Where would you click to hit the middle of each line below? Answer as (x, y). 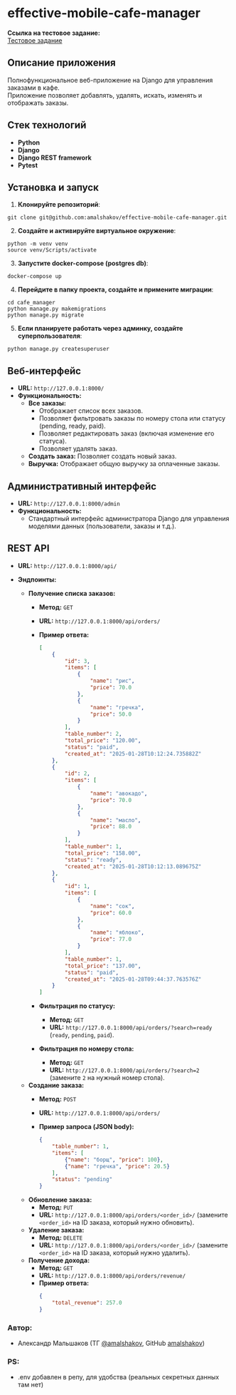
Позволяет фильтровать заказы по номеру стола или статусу (132, 418)
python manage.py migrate (45, 315)
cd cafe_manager (31, 303)
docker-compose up (34, 277)
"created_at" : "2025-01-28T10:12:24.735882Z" (133, 753)
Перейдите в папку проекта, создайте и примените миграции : (116, 289)
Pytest (27, 165)
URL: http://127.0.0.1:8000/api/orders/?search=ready (131, 1027)
